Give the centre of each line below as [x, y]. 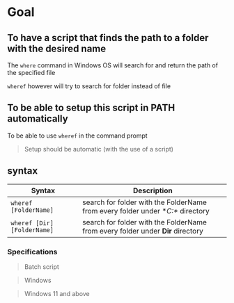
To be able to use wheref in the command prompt [77, 136]
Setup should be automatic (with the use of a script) [99, 149]
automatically [38, 119]
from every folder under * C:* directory [146, 211]
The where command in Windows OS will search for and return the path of [112, 65]
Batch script [41, 267]
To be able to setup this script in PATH [91, 108]
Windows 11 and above [57, 293]
